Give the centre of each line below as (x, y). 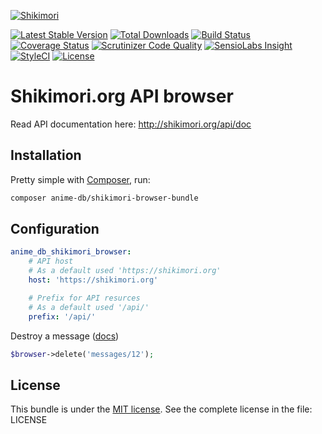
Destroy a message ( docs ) (65, 336)
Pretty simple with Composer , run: (80, 179)
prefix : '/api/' (62, 316)
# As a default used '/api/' (89, 307)
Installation (46, 155)
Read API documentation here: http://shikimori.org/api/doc (131, 124)
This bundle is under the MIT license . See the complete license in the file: (161, 409)
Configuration (55, 229)
